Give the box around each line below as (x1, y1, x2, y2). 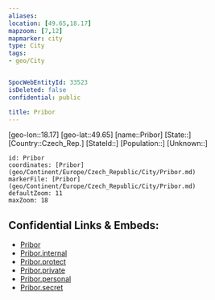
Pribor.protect (19, 257, 67, 267)
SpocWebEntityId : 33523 (8, 78, 89, 86)
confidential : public (8, 94, 81, 102)
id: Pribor (8, 154, 45, 162)
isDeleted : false (8, 85, 67, 94)
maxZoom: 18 (8, 197, 48, 205)
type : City (8, 42, 45, 50)
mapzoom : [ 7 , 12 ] (8, 27, 63, 35)
